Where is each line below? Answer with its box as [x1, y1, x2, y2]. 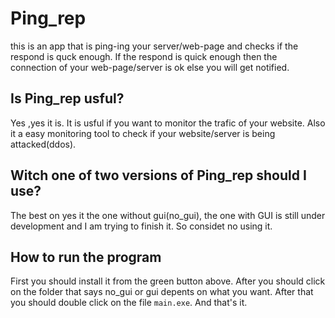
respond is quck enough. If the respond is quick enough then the [10, 50, 278, 62]
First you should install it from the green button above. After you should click [10, 275, 326, 287]
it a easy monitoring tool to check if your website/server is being [10, 127, 276, 139]
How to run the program [10, 248, 162, 266]
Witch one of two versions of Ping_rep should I [10, 167, 307, 184]
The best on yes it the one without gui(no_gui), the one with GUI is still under [10, 209, 326, 221]
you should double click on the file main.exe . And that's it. [10, 297, 248, 309]
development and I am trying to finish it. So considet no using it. [10, 220, 273, 232]
